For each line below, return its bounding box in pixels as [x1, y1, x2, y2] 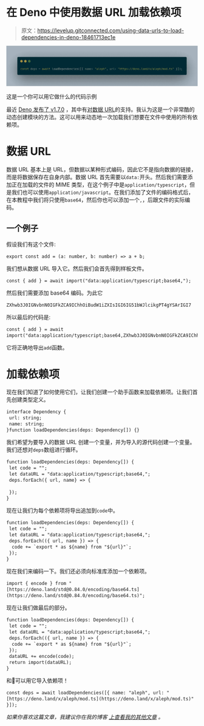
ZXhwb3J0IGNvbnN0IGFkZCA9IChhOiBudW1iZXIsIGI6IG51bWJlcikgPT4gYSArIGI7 [6, 302, 191, 308]
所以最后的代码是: [6, 313, 51, 321]
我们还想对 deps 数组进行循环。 [6, 446, 81, 453]
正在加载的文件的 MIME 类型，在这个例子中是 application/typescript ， [11, 180, 190, 188]
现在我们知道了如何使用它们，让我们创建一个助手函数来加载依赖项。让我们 [6, 388, 192, 396]
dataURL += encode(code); [8, 654, 75, 660]
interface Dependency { [6, 409, 67, 415]
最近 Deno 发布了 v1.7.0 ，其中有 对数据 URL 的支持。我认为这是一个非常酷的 [6, 106, 195, 113]
